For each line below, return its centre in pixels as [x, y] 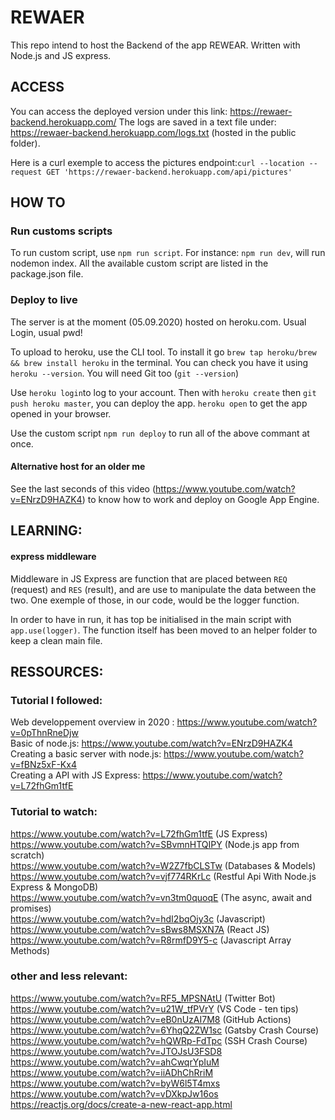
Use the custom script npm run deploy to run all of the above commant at [160, 433]
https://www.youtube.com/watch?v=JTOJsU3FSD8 [116, 1051]
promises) [31, 908]
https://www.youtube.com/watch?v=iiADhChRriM [112, 1072]
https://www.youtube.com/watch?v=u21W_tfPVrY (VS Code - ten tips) [154, 1008]
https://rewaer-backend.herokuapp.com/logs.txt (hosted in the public [153, 132]
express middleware [53, 556]
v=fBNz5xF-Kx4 [43, 765]
